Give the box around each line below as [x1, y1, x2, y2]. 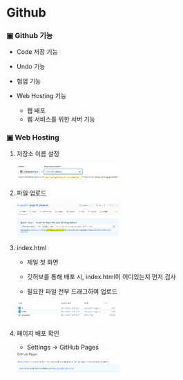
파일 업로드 [16, 189, 47, 198]
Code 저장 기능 [16, 48, 58, 56]
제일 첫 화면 [26, 258, 59, 266]
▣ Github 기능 [6, 31, 53, 41]
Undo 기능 [16, 62, 46, 70]
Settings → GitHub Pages [26, 343, 99, 352]
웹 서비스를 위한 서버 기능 [26, 115, 96, 124]
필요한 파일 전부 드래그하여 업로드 [26, 287, 118, 295]
